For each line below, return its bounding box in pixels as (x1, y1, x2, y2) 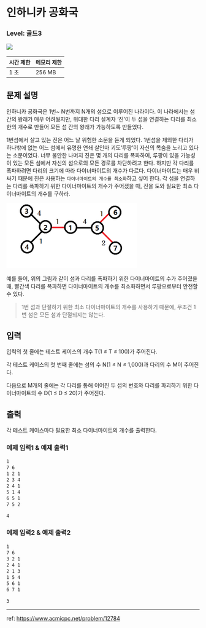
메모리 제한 (36, 58, 63, 66)
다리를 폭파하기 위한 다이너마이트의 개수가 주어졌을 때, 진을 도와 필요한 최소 (12, 182, 193, 189)
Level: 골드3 (6, 29, 42, 37)
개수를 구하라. (37, 190, 71, 197)
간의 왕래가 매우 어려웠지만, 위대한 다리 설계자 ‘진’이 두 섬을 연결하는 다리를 (6, 115, 186, 123)
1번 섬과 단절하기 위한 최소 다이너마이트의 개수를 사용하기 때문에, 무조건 (21, 303, 193, 310)
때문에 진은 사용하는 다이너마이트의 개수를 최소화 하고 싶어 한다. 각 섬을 (17, 175, 179, 182)
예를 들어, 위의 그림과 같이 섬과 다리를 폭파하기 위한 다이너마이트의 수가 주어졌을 (6, 275, 198, 282)
